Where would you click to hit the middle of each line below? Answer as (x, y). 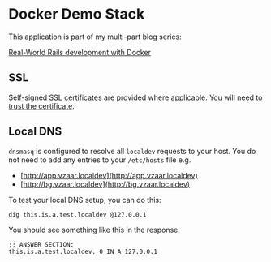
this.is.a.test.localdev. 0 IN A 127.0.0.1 (83, 251)
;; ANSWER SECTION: (41, 244)
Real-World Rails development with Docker (80, 52)
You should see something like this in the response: (94, 230)
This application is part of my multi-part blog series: (95, 37)
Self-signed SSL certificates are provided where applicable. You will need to (135, 97)
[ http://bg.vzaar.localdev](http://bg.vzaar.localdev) (105, 184)
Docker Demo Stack (77, 14)
